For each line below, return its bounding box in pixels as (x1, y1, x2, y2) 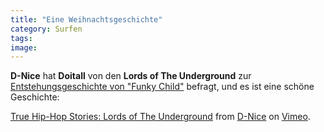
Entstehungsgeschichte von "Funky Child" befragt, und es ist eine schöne (10, 81, 315, 93)
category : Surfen (10, 24, 83, 34)
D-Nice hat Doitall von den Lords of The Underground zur (10, 70, 252, 82)
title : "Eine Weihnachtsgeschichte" (10, 14, 163, 25)
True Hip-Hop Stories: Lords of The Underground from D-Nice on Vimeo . (10, 111, 311, 123)
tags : (10, 33, 33, 43)
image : (10, 42, 38, 53)
